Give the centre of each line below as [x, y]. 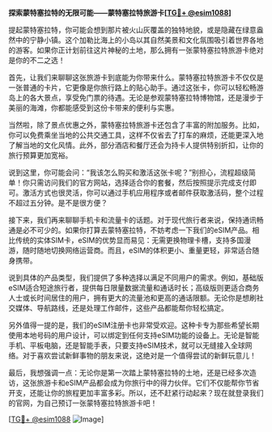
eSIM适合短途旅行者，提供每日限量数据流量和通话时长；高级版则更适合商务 [134, 288]
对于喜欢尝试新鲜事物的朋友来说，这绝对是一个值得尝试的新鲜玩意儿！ [139, 356]
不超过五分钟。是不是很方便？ [58, 203]
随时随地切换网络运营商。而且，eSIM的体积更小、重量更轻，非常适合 [137, 250]
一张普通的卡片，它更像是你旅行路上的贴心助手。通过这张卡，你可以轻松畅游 [136, 87]
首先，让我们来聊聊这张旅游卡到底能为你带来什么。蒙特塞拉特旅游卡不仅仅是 [136, 77]
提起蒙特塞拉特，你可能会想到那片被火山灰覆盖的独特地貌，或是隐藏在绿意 [132, 30]
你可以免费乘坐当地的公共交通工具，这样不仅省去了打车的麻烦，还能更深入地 [136, 135]
